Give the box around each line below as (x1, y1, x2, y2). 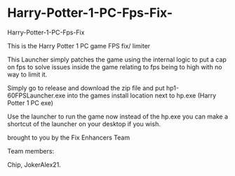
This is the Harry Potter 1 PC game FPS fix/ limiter (7, 41, 151, 50)
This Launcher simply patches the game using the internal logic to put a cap (7, 55, 227, 64)
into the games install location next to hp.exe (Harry (67, 91, 217, 100)
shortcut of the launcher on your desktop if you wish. (7, 119, 161, 128)
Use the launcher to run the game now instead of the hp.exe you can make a (7, 112, 229, 121)
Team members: (7, 147, 55, 155)
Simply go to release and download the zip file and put (7, 83, 165, 92)
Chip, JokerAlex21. (7, 160, 61, 169)
